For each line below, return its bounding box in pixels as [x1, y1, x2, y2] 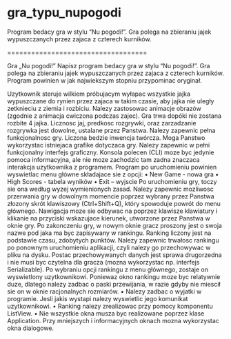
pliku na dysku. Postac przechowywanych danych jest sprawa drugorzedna [7, 250, 222, 259]
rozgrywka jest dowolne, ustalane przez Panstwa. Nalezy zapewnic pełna [7, 126, 216, 134]
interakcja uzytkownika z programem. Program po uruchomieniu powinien [7, 163, 217, 171]
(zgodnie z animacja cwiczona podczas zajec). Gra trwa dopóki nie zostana [7, 112, 222, 120]
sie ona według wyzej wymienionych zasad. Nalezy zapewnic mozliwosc [7, 185, 214, 193]
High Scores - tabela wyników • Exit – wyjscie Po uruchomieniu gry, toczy [7, 177, 217, 185]
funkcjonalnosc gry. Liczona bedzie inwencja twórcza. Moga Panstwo [7, 133, 205, 142]
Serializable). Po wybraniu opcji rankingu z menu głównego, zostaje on [7, 265, 209, 274]
